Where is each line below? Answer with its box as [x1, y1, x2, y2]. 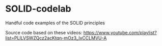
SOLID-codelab [5, 3, 71, 15]
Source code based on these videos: [5, 29, 83, 35]
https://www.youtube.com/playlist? [83, 29, 157, 35]
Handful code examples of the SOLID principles [5, 20, 105, 26]
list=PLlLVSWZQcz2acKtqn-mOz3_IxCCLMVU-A [5, 35, 107, 41]
